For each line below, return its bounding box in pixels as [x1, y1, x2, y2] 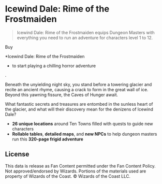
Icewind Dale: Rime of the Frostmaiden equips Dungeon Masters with [16, 29, 155, 35]
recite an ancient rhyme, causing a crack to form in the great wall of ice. [5, 86, 148, 92]
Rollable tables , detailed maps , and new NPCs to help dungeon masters [12, 131, 157, 137]
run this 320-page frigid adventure [12, 136, 84, 142]
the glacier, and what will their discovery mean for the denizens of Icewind [5, 106, 153, 112]
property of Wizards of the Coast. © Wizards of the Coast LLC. [5, 173, 131, 179]
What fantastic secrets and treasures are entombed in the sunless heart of [5, 101, 153, 107]
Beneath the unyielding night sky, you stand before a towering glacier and [5, 81, 152, 87]
